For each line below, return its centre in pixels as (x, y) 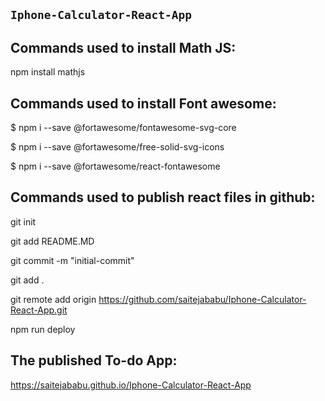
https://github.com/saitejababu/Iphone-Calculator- (202, 299)
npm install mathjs (48, 72)
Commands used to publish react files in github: (163, 197)
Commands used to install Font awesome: (143, 103)
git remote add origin (53, 299)
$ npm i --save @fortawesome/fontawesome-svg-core (123, 128)
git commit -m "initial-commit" (72, 260)
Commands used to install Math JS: (123, 47)
